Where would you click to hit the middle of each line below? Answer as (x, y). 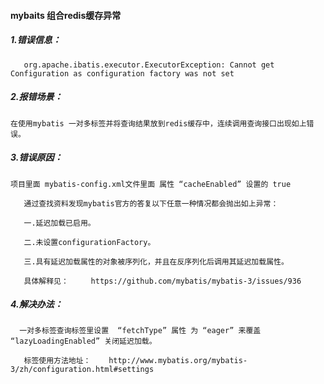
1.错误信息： (36, 40)
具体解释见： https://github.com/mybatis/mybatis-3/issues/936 (162, 281)
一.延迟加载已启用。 (59, 223)
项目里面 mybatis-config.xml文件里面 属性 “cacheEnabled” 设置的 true (151, 184)
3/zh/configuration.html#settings (82, 370)
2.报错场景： (36, 97)
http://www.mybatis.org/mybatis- (178, 361)
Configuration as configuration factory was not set (122, 73)
